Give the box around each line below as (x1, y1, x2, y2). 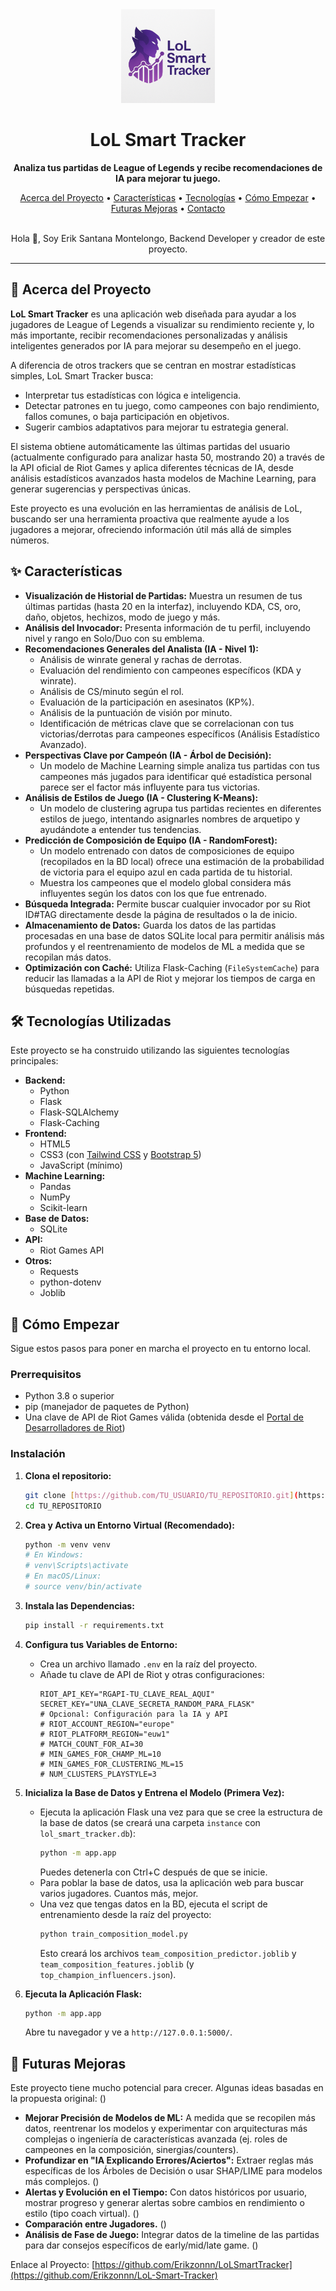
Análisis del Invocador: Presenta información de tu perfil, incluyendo (24, 621, 311, 633)
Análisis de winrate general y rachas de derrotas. (39, 653, 243, 665)
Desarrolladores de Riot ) (24, 1422, 126, 1434)
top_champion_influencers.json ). (39, 1968, 177, 1980)
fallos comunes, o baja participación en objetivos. (24, 410, 230, 422)
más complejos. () (24, 2176, 100, 2188)
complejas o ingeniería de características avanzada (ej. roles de (24, 2133, 288, 2145)
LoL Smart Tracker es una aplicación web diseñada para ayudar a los (10, 308, 297, 320)
